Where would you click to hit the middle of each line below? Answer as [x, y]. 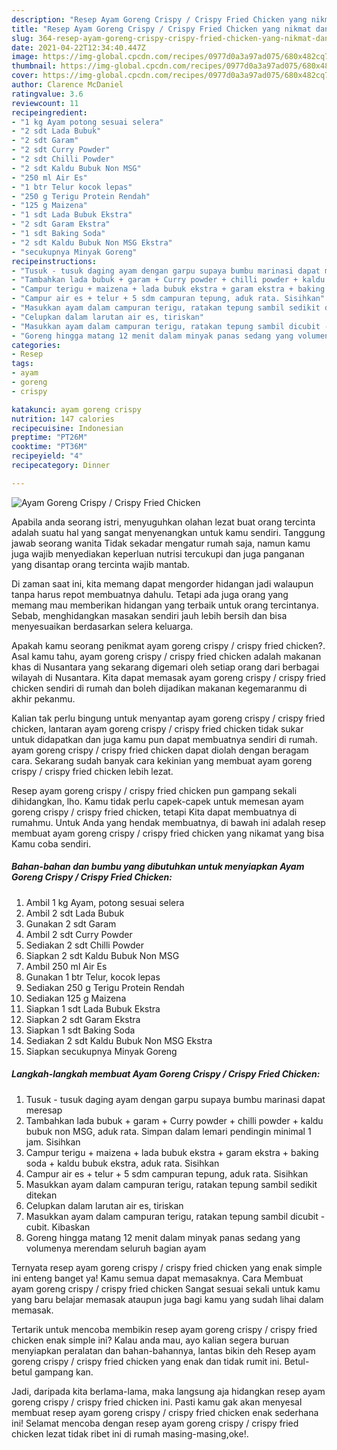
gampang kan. [64, 1372]
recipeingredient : [49, 112]
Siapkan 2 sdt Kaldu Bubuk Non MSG [102, 955]
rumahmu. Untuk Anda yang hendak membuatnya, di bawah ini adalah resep [168, 822]
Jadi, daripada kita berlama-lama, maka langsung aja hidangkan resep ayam [168, 1391]
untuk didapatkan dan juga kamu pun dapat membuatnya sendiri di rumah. [164, 739]
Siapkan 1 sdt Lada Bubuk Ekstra [93, 1008]
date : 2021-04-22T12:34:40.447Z [78, 47]
